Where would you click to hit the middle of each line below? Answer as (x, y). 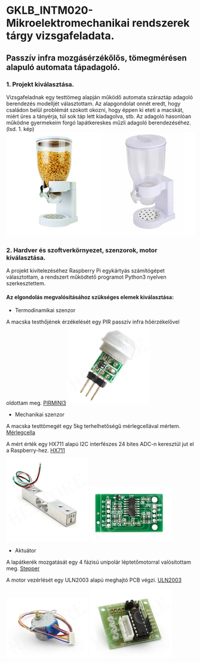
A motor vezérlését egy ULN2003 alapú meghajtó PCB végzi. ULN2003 (94, 580)
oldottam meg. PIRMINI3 (36, 403)
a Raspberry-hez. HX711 (36, 450)
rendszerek (161, 23)
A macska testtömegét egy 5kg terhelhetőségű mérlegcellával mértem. (93, 426)
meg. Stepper (23, 569)
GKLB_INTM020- (50, 10)
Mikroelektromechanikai (68, 23)
